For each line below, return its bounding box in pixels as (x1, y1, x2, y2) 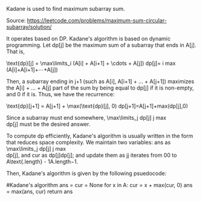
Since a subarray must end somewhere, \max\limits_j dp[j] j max (6, 114, 166, 121)
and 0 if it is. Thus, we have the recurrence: (6, 91, 115, 97)
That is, (6, 48, 25, 55)
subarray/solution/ (6, 24, 52, 30)
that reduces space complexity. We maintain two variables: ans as (6, 139, 171, 146)
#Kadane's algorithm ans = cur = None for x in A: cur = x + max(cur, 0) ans (6, 182, 193, 188)
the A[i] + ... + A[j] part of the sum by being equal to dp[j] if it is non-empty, (6, 84, 194, 91)
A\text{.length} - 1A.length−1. (6, 158, 79, 165)
